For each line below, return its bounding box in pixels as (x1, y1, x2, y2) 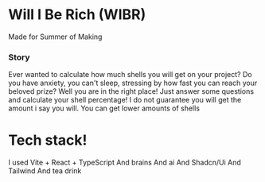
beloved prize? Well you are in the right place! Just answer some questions (8, 87, 255, 96)
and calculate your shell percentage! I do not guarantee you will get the (8, 95, 242, 105)
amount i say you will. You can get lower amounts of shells (8, 103, 201, 113)
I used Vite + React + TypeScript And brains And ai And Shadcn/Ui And (8, 157, 241, 168)
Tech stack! (8, 131, 88, 149)
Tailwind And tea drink (8, 166, 82, 176)
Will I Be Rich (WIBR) (8, 6, 146, 24)
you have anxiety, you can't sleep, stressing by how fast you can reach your (8, 78, 258, 88)
